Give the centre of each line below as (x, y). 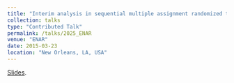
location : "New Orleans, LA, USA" (57, 53)
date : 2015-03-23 (32, 46)
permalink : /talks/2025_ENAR (49, 33)
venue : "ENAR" (28, 40)
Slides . (17, 72)
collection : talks (34, 20)
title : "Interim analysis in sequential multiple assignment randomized (115, 14)
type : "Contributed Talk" (45, 27)
